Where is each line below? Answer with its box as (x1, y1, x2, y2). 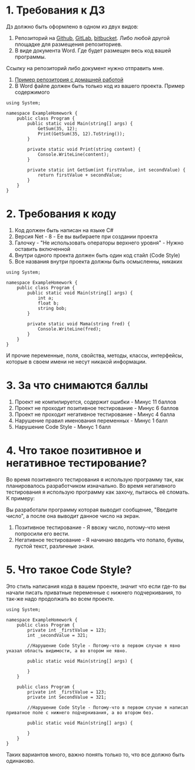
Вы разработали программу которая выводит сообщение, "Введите (6, 506, 178, 513)
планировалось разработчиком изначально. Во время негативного (6, 482, 176, 489)
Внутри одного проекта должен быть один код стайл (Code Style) (14, 252, 181, 259)
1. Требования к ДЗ (6, 4, 105, 17)
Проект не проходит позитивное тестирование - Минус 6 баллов (14, 404, 179, 411)
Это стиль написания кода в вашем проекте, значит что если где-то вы (6, 583, 187, 590)
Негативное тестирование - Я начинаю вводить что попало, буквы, (14, 536, 184, 543)
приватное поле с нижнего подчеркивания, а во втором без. (6, 709, 154, 716)
